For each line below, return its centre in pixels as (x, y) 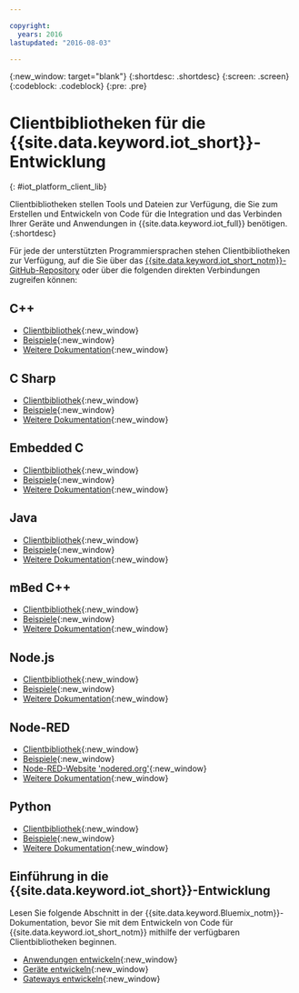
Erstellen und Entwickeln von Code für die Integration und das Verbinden (146, 214)
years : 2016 (40, 34)
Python (30, 807)
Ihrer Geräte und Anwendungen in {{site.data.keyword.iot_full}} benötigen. (149, 224)
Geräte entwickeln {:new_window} (85, 968)
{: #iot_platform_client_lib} (58, 186)
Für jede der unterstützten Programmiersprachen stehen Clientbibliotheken (150, 251)
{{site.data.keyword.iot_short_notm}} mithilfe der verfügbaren (125, 932)
